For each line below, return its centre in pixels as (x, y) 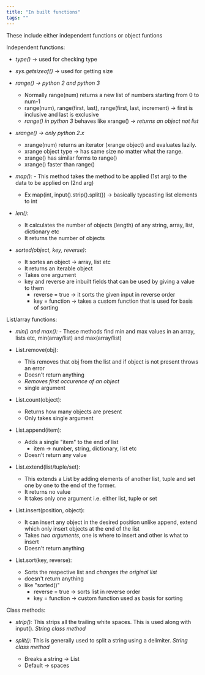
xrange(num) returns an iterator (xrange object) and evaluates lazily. (110, 144)
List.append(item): (38, 430)
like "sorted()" (42, 585)
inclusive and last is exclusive (61, 114)
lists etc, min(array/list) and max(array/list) (69, 338)
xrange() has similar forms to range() (71, 158)
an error (35, 368)
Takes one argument (50, 275)
